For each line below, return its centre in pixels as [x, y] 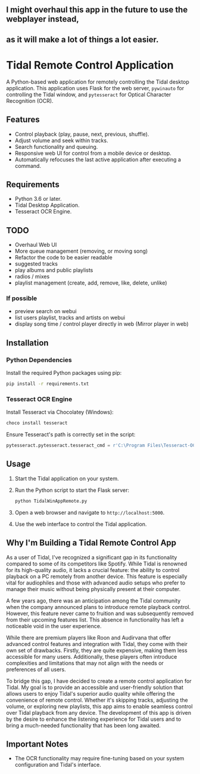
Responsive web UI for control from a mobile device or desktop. [93, 153]
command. [28, 166]
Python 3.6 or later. [38, 199]
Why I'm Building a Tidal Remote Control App [91, 543]
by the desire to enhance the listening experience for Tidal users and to [94, 719]
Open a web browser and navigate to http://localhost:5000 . [90, 512]
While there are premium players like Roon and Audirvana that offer [89, 637]
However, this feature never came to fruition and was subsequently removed [100, 613]
